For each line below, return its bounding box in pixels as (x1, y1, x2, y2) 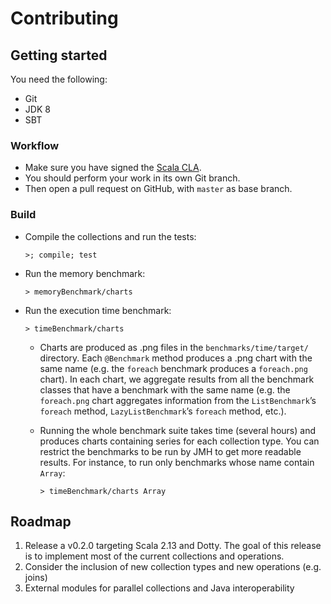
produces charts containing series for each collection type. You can (39, 435, 320, 447)
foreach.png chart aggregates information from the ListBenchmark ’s (39, 394, 317, 406)
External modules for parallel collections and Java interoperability (24, 582, 295, 594)
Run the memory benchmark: (24, 267, 146, 279)
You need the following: (10, 73, 108, 85)
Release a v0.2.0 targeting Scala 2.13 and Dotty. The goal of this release (24, 540, 322, 552)
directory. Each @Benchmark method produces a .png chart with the (39, 352, 313, 364)
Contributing (10, 7, 119, 30)
